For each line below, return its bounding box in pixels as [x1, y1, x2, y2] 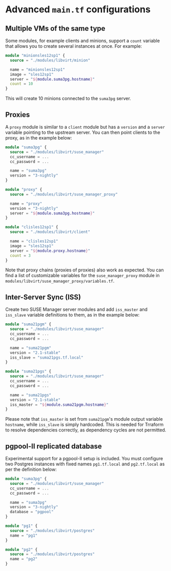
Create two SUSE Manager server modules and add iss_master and [5, 306, 147, 312]
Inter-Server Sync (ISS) [5, 292, 81, 301]
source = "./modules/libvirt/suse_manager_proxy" [10, 191, 118, 197]
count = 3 [10, 253, 31, 258]
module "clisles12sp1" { [5, 225, 58, 230]
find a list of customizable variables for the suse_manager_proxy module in [5, 272, 160, 279]
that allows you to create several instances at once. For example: [5, 43, 142, 49]
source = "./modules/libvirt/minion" [10, 57, 91, 63]
